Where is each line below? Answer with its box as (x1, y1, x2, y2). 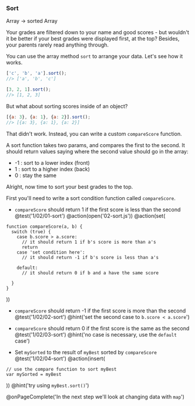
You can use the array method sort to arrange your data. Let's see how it (6, 53, 183, 60)
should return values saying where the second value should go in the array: (6, 148, 189, 155)
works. (6, 59, 23, 66)
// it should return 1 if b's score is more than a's (21, 239, 157, 245)
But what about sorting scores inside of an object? (6, 102, 128, 109)
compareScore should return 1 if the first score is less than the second (14, 206, 181, 213)
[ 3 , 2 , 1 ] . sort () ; (6, 86, 51, 92)
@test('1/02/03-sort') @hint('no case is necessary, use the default (14, 331, 177, 338)
